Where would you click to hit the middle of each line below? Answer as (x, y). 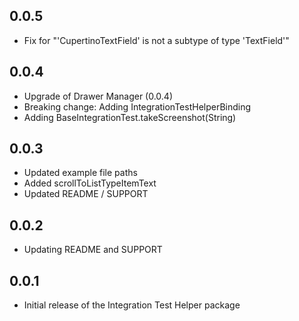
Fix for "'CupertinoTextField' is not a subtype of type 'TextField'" (156, 40)
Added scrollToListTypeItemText (90, 183)
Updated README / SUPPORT (86, 194)
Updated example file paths (80, 173)
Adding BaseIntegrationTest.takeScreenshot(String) (130, 117)
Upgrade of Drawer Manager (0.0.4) (98, 96)
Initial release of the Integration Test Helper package (132, 305)
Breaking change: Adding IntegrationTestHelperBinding (137, 106)
